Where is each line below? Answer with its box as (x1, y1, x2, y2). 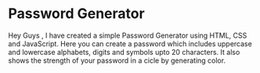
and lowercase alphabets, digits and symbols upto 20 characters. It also (8, 47, 240, 57)
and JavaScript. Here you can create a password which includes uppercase (8, 38, 252, 48)
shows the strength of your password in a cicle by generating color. (8, 56, 226, 65)
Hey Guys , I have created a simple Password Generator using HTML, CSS (8, 31, 247, 40)
